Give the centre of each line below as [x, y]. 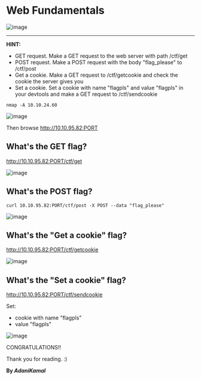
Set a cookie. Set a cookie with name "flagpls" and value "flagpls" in [99, 88]
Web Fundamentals [55, 10]
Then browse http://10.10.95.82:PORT [52, 128]
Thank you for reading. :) [37, 359]
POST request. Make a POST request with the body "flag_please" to [98, 62]
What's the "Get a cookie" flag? [67, 235]
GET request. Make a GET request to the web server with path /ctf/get [101, 56]
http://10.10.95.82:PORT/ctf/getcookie [52, 250]
